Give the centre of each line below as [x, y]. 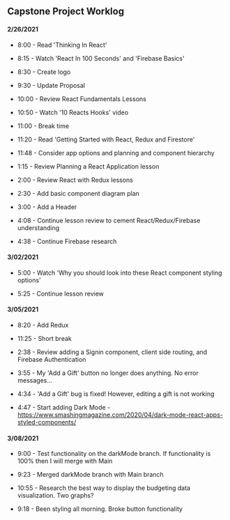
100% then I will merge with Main [65, 461]
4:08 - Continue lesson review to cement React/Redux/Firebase [109, 220]
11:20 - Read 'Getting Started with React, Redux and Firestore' [106, 139]
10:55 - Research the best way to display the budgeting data [103, 488]
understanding [38, 228]
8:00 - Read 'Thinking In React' [62, 45]
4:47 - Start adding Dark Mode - [64, 407]
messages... [35, 380]
